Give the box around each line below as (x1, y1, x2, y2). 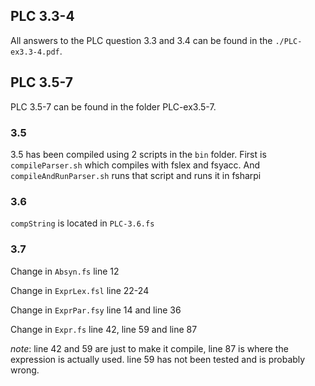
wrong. (10, 364, 40, 376)
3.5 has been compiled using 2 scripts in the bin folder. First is (10, 148, 267, 160)
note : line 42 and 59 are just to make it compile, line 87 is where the (10, 342, 289, 354)
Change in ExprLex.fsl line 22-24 (10, 284, 150, 296)
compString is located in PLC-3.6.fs (10, 217, 155, 229)
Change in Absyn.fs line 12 (10, 265, 120, 277)
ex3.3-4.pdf (10, 47, 60, 57)
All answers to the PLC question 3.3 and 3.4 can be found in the (10, 34, 273, 46)
